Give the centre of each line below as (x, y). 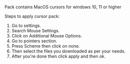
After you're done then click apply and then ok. (58, 56)
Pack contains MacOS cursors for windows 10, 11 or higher (63, 7)
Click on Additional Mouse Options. (47, 36)
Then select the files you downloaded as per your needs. (68, 51)
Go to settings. (26, 26)
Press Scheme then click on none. (46, 46)
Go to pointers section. (34, 41)
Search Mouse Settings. (35, 31)
